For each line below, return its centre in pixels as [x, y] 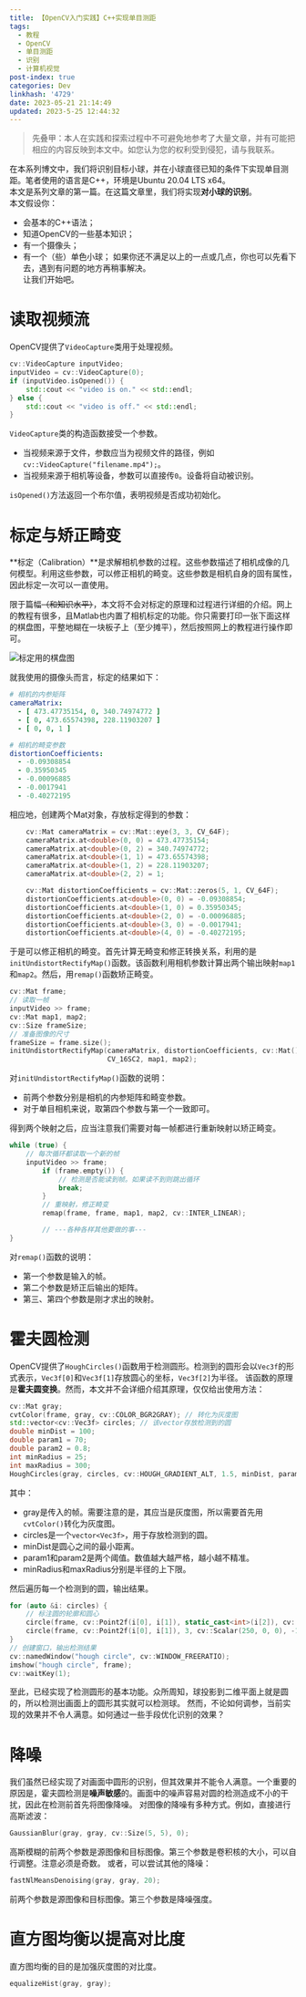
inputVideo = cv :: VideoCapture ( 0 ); [77, 373]
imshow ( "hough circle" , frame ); [71, 1665]
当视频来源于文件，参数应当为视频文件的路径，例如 [118, 453]
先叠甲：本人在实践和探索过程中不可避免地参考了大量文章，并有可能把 [163, 139]
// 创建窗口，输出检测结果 [53, 1648]
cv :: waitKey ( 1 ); [40, 1673]
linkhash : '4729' [42, 94]
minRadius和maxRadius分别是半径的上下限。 [107, 1568]
